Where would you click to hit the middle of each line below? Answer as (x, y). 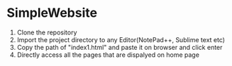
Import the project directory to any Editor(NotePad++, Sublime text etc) (121, 39)
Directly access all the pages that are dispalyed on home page (108, 55)
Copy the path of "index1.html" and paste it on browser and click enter (120, 47)
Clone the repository (47, 32)
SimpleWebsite (52, 13)
